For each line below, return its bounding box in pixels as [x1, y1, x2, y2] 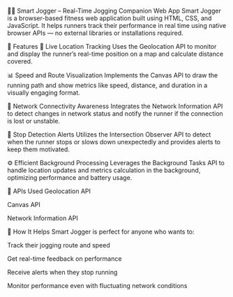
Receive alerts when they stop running [7, 268, 118, 276]
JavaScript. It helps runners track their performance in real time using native [7, 22, 227, 29]
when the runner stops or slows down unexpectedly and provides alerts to [7, 138, 221, 146]
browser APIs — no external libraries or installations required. [7, 29, 183, 37]
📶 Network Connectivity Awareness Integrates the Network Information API [7, 102, 223, 110]
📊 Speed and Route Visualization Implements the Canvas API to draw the [7, 71, 218, 79]
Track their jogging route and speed [7, 241, 110, 249]
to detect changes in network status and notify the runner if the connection [7, 109, 223, 118]
